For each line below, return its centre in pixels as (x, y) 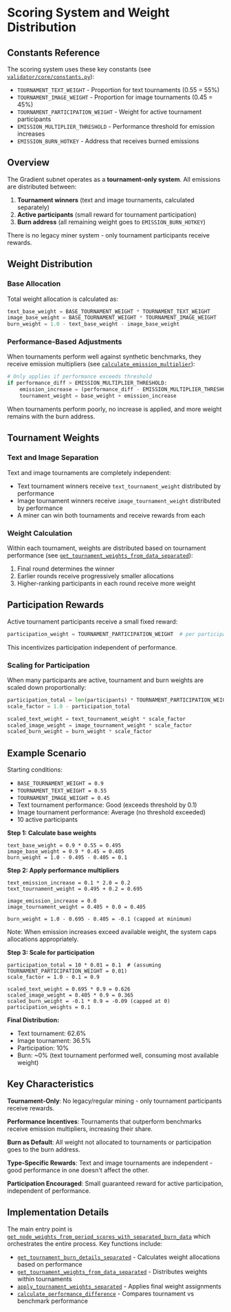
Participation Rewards (56, 605)
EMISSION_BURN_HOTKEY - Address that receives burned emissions (108, 141)
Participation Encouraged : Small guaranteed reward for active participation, (115, 1183)
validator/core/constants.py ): (51, 76)
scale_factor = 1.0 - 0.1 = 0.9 (53, 977)
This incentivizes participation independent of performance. (92, 647)
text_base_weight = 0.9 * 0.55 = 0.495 (64, 846)
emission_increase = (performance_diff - (79, 390)
